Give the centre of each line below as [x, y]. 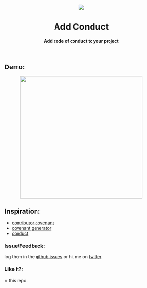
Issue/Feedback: [25, 246]
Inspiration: [22, 211]
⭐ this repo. [16, 280]
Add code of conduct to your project [81, 41]
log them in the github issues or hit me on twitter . [54, 257]
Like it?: [14, 269]
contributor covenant [33, 223]
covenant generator [31, 228]
